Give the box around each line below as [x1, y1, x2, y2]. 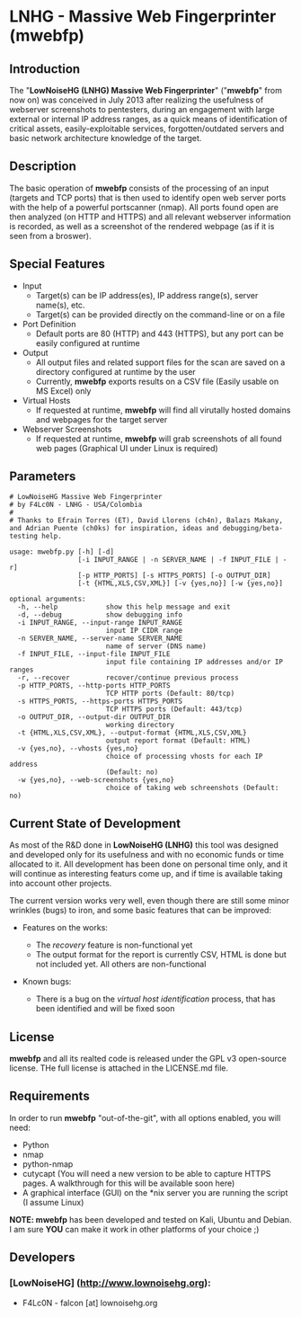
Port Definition [22, 318, 76, 329]
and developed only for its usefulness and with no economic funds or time [9, 850, 285, 860]
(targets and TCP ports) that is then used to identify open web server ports [9, 191, 287, 203]
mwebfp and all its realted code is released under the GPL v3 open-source [9, 1054, 288, 1064]
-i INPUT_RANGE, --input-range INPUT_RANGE [17, 618, 182, 627]
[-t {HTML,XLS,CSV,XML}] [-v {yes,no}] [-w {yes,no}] [77, 579, 283, 588]
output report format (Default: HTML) [105, 736, 252, 745]
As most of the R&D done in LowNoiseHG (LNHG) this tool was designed [9, 840, 279, 850]
